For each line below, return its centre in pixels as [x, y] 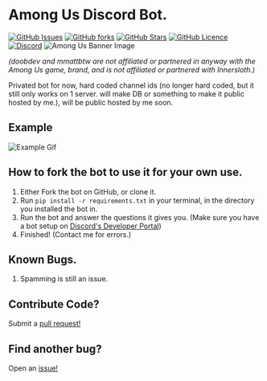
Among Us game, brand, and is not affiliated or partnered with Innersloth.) [132, 69]
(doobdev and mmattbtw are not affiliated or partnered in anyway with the [132, 61]
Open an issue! [33, 368]
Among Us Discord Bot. [88, 15]
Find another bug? [55, 348]
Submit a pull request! [45, 324]
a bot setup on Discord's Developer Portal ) [91, 226]
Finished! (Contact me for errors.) [76, 234]
